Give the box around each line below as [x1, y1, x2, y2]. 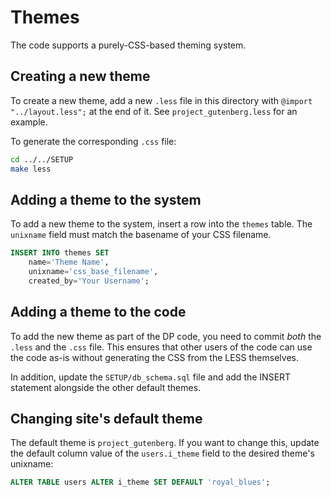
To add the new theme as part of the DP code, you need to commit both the [10, 330, 322, 342]
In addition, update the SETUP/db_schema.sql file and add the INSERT [10, 371, 292, 383]
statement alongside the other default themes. [10, 381, 202, 393]
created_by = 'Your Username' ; [28, 276, 150, 286]
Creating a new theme [10, 68, 151, 85]
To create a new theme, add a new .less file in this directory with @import [10, 94, 313, 106]
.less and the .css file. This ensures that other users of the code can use [10, 341, 313, 353]
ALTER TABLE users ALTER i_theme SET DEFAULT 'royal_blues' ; [10, 477, 271, 488]
